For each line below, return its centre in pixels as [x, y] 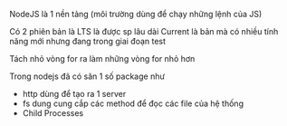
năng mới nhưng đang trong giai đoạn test [87, 41]
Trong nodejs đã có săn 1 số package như [87, 76]
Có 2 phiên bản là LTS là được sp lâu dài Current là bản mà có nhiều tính [144, 31]
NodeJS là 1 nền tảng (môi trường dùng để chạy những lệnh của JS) [136, 14]
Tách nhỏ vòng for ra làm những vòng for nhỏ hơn [102, 58]
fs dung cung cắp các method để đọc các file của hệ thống [133, 103]
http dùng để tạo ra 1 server [74, 94]
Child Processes [53, 113]
